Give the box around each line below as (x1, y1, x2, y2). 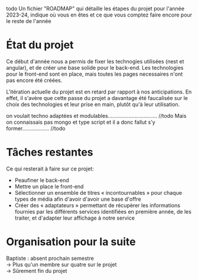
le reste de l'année (6, 18, 51, 24)
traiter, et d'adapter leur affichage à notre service (14, 214, 135, 221)
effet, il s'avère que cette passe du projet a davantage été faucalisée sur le (6, 94, 188, 101)
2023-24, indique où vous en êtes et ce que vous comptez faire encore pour (6, 11, 193, 18)
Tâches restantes (6, 146, 93, 159)
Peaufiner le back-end (14, 176, 69, 184)
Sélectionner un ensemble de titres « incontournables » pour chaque (14, 189, 182, 196)
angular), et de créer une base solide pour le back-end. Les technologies (6, 64, 184, 71)
